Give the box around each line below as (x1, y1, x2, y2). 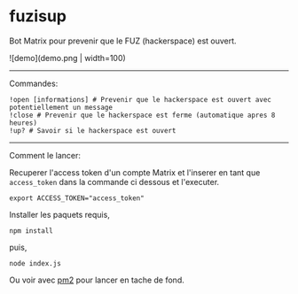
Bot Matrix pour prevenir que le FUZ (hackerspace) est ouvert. (9, 35, 237, 46)
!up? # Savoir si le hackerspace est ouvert (9, 126, 176, 135)
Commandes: (9, 78, 59, 89)
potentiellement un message (9, 103, 114, 112)
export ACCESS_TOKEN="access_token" (9, 193, 145, 203)
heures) (9, 118, 38, 128)
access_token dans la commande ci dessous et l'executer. (9, 176, 220, 187)
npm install (9, 226, 53, 236)
